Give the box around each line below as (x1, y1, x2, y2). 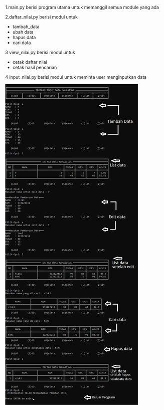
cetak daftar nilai (12, 59, 48, 65)
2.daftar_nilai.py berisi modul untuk (5, 14, 78, 20)
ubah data (12, 29, 34, 35)
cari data (12, 40, 31, 46)
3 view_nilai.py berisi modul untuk (5, 50, 75, 55)
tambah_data (12, 24, 40, 30)
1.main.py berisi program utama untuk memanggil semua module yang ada (5, 5, 159, 10)
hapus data (12, 35, 36, 40)
